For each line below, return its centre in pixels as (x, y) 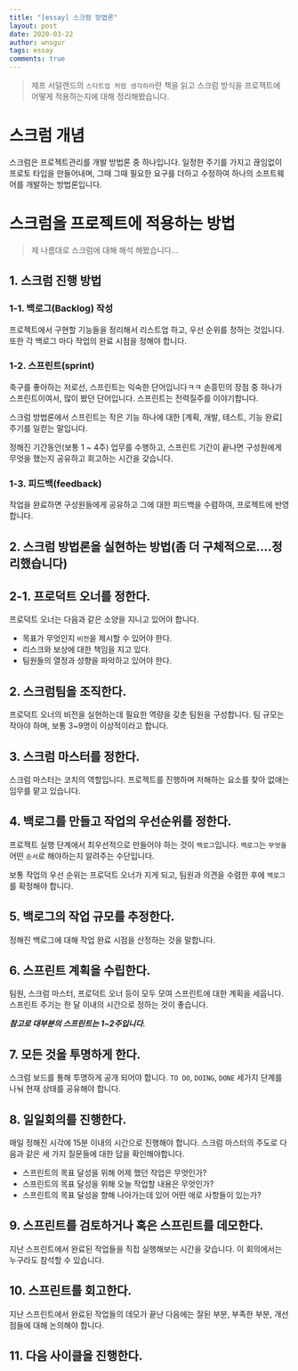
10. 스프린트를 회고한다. (70, 1291)
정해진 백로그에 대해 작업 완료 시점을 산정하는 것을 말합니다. (113, 940)
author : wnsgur (37, 42)
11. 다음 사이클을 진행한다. (76, 1356)
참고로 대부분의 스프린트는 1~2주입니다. (77, 1024)
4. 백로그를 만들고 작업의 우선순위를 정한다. (121, 822)
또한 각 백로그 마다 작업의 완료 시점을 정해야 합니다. (98, 340)
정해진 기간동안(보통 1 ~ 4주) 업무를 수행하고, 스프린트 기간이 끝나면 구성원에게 (145, 447)
